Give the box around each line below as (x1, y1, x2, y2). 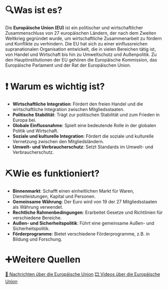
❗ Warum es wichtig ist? (5, 81, 105, 92)
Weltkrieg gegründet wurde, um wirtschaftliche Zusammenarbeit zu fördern (5, 35, 162, 41)
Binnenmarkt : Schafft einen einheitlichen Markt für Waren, (12, 188, 134, 194)
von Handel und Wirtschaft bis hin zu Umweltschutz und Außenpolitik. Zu (5, 51, 157, 57)
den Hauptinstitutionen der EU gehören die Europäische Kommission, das (5, 56, 157, 63)
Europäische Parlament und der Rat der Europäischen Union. (5, 62, 131, 68)
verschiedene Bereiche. (12, 214, 62, 220)
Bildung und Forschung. (12, 236, 62, 242)
